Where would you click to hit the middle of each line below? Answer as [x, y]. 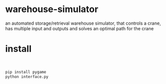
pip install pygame [26, 72]
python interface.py [27, 76]
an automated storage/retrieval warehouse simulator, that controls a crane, [83, 23]
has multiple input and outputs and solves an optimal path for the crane [79, 28]
